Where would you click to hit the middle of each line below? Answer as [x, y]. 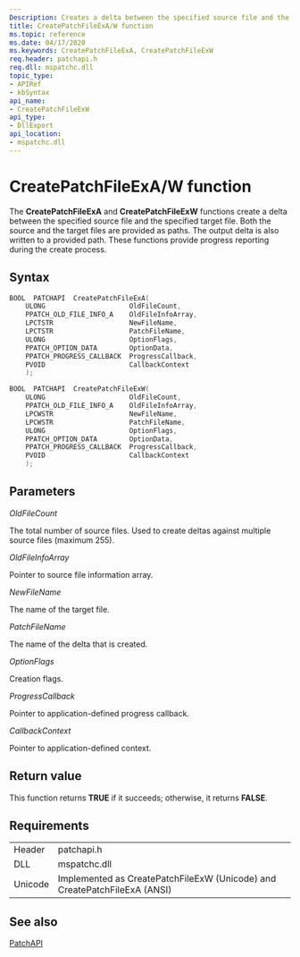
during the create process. [58, 249]
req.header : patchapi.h [54, 59]
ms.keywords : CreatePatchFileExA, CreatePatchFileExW [112, 51]
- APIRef [25, 84]
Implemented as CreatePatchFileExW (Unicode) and [167, 879]
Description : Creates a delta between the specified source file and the [150, 17]
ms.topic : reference [48, 34]
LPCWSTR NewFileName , [101, 414]
